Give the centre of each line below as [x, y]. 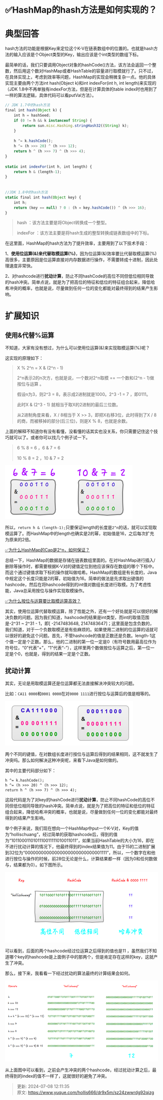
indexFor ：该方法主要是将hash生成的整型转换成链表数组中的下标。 [84, 233]
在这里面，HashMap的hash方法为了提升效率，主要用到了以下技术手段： [77, 243]
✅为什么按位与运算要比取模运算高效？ [43, 601]
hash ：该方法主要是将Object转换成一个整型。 [63, 223]
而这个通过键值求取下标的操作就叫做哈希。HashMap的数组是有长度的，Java [81, 572]
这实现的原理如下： [24, 358]
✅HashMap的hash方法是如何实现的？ [81, 10]
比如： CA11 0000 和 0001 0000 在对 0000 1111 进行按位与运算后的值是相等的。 [79, 694]
